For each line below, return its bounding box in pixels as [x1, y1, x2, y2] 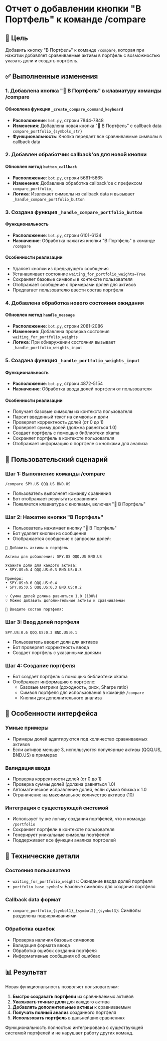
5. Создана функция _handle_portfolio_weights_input [5, 357, 140, 364]
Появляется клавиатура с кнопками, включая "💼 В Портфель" [12, 501, 146, 507]
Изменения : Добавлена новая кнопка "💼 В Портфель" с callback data [12, 123, 162, 129]
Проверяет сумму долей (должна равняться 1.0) [12, 425, 117, 431]
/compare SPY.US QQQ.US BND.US [5, 482, 71, 487]
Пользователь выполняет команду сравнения [12, 490, 111, 496]
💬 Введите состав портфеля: [5, 607, 64, 612]
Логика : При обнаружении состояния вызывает [12, 339, 116, 345]
